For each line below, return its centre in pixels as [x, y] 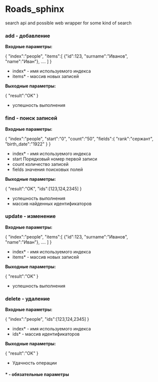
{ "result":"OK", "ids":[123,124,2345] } [44, 189]
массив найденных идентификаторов [52, 203]
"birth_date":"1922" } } [28, 144]
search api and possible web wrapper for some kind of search [69, 23]
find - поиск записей [31, 118]
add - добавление [28, 36]
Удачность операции [34, 363]
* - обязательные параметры [37, 374]
